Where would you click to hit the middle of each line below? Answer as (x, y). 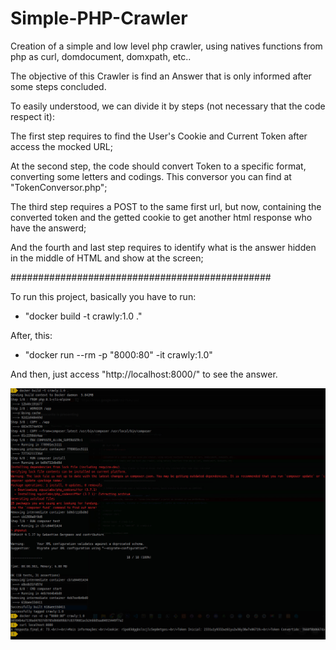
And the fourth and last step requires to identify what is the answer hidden (163, 247)
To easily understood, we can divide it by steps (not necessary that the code (168, 106)
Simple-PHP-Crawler (99, 18)
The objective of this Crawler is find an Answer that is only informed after (161, 76)
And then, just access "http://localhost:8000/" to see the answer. (144, 374)
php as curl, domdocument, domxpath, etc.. (101, 56)
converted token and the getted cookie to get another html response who (161, 217)
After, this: (31, 335)
